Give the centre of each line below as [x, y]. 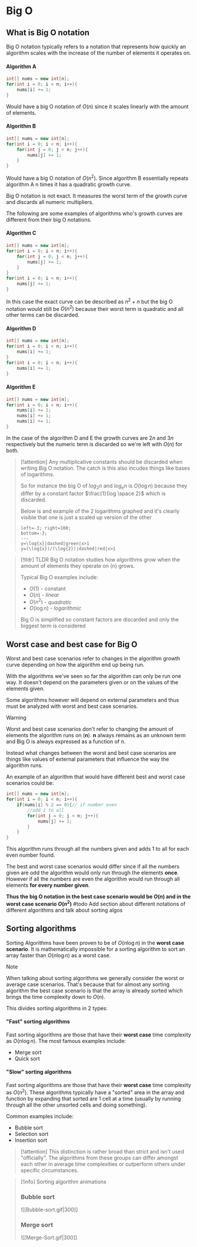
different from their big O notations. [49, 219]
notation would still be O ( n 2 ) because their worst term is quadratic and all [95, 308]
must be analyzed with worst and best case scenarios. [72, 706]
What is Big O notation [48, 33]
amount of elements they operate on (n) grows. [78, 566]
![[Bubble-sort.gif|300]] [49, 1209]
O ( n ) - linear [44, 594]
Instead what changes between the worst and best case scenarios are [91, 753]
